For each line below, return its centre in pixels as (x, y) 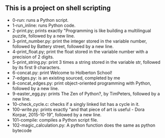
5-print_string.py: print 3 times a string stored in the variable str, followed (86, 62)
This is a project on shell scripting (58, 8)
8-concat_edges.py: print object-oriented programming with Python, (82, 83)
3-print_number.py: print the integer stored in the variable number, (80, 41)
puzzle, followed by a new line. (44, 36)
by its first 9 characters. (36, 67)
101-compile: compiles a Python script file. (55, 120)
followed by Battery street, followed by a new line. (63, 46)
